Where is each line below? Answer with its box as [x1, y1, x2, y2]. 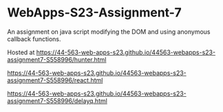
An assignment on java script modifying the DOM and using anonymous [7, 27, 211, 36]
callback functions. [7, 34, 61, 43]
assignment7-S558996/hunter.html [7, 55, 107, 63]
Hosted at [7, 48, 35, 56]
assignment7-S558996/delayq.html [7, 96, 108, 104]
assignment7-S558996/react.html [7, 76, 103, 84]
